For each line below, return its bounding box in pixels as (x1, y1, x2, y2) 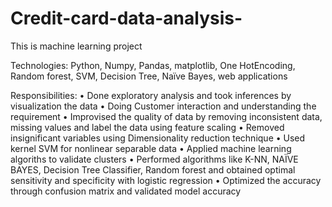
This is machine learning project (10, 40, 143, 52)
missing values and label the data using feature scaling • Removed (10, 121, 285, 133)
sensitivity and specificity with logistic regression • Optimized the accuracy (10, 174, 322, 186)
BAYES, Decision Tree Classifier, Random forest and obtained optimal (10, 163, 296, 176)
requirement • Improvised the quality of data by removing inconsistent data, (10, 110, 323, 122)
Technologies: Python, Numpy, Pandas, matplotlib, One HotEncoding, (10, 59, 296, 71)
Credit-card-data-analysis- (10, 7, 243, 30)
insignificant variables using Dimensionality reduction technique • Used (10, 132, 306, 144)
